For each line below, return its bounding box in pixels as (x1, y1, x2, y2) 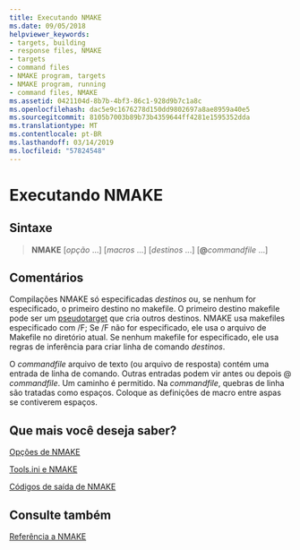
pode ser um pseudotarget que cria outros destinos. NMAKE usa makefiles (9, 313, 286, 323)
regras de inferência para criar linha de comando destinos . (9, 341, 226, 352)
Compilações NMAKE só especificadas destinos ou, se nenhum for (9, 294, 257, 305)
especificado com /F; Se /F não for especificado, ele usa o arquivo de (9, 322, 267, 333)
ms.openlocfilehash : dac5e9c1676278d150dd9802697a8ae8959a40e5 (9, 105, 251, 114)
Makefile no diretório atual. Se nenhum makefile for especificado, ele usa (9, 332, 279, 343)
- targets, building (9, 38, 87, 47)
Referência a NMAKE (9, 531, 87, 542)
